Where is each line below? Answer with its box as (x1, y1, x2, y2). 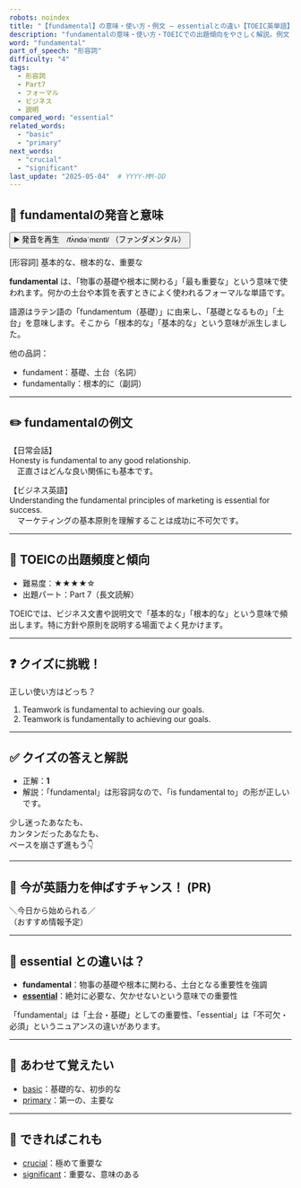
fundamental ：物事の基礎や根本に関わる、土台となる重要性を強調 (21, 979, 268, 990)
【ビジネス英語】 (9, 484, 73, 495)
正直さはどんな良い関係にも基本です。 (16, 465, 159, 476)
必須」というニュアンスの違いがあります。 (9, 1020, 166, 1031)
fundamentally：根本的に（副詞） (21, 378, 146, 389)
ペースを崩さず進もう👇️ (9, 840, 94, 850)
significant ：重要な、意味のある (21, 1168, 141, 1179)
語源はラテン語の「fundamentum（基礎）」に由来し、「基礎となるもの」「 (9, 306, 277, 317)
